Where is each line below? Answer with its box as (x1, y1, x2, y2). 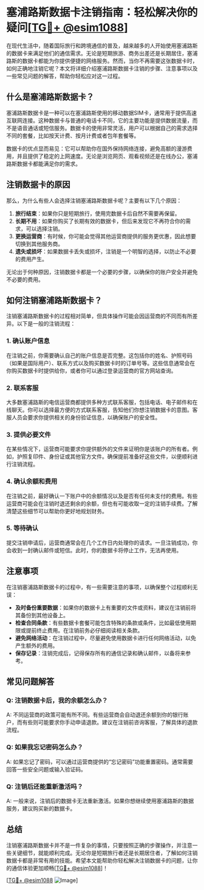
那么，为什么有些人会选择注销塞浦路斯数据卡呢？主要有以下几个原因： (6, 197, 182, 204)
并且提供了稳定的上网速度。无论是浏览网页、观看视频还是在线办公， (16, 152, 187, 160)
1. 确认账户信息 (6, 337, 50, 345)
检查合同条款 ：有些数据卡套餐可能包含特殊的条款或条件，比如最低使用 (15, 619, 191, 626)
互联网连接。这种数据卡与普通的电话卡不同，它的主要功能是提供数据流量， (6, 117, 192, 124)
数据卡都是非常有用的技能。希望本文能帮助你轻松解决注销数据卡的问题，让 (6, 857, 192, 864)
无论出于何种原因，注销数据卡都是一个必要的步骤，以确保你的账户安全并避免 (6, 268, 198, 275)
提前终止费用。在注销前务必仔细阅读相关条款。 (25, 626, 143, 634)
